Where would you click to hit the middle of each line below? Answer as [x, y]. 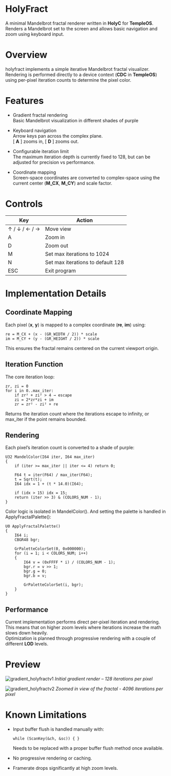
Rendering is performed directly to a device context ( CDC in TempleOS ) [81, 75]
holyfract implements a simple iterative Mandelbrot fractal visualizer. [78, 69]
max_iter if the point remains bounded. [46, 419]
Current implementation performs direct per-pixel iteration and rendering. [83, 622]
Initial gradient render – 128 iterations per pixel [103, 679]
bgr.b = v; [35, 576]
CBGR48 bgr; [27, 540]
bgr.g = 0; [35, 571]
